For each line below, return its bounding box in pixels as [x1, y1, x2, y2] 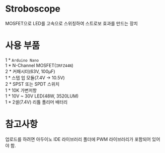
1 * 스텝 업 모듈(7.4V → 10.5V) [5, 74, 65, 81]
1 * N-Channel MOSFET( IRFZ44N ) [5, 62, 74, 68]
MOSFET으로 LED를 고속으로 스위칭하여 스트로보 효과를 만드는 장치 [5, 20, 138, 26]
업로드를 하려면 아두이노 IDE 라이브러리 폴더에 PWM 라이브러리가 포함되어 [5, 136, 151, 142]
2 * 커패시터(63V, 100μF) [5, 68, 55, 74]
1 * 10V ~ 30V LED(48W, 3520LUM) [5, 93, 79, 99]
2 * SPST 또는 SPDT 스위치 [5, 81, 60, 87]
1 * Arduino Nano [5, 57, 39, 63]
